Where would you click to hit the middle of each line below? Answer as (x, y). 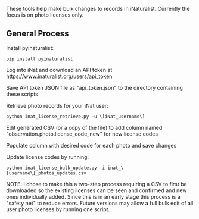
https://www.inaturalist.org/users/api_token (59, 76)
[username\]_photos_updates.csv (46, 173)
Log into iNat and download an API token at (59, 70)
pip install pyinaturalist (40, 59)
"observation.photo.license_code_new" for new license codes (82, 134)
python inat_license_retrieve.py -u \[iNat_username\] (76, 116)
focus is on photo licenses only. (45, 15)
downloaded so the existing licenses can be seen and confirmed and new (97, 190)
